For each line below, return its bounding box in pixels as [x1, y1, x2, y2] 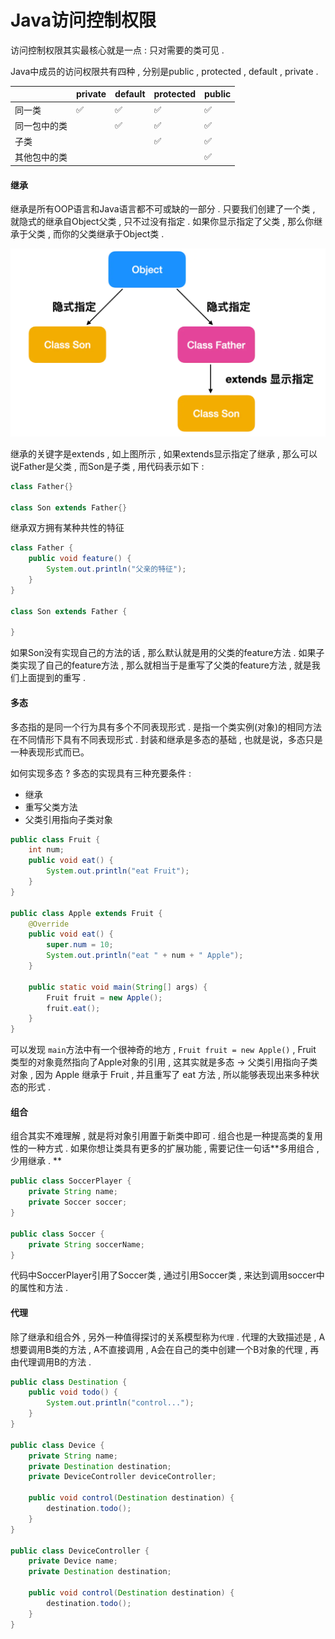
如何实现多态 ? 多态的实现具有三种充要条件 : [10, 767, 192, 779]
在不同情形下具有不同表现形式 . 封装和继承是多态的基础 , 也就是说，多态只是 [10, 733, 323, 745]
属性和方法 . [18, 1282, 68, 1294]
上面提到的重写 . [18, 672, 86, 684]
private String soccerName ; [28, 1239, 145, 1250]
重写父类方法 [24, 801, 78, 813]
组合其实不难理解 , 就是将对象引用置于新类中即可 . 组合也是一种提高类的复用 [10, 1130, 323, 1142]
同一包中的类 [14, 119, 68, 131]
